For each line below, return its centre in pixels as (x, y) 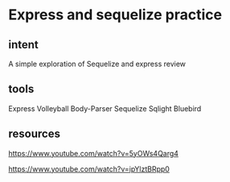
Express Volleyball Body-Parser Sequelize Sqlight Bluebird (105, 108)
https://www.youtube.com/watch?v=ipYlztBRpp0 (89, 169)
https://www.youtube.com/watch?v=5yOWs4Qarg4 (94, 153)
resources (34, 134)
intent (23, 45)
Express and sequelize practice (115, 15)
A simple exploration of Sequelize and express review (97, 64)
